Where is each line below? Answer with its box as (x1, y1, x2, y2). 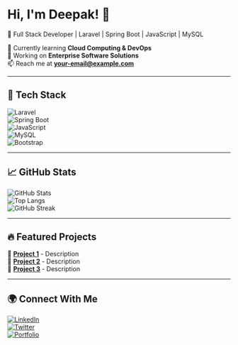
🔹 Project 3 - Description (7, 265, 80, 273)
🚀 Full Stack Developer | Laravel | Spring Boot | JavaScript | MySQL (7, 30, 204, 38)
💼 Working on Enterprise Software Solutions (7, 51, 140, 60)
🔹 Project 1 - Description (7, 250, 79, 258)
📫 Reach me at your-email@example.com (7, 59, 135, 67)
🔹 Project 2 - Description (7, 257, 80, 265)
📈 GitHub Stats (7, 166, 76, 178)
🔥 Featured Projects (7, 231, 97, 243)
